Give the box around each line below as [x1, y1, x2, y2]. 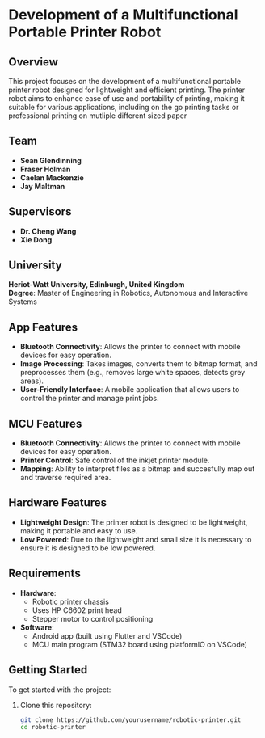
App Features [8, 320, 78, 334]
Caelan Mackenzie [19, 172, 84, 183]
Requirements [8, 567, 81, 580]
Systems [8, 297, 38, 306]
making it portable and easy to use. [19, 525, 138, 535]
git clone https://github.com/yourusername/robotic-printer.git [19, 715, 242, 724]
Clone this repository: [19, 700, 92, 710]
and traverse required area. [19, 473, 111, 483]
